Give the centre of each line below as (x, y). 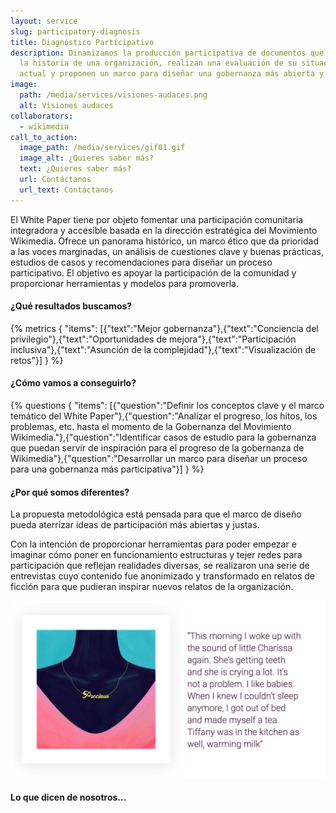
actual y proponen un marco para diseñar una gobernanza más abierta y (172, 74)
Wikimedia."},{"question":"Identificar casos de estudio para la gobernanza (163, 437)
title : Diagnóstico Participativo (82, 42)
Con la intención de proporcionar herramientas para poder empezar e (153, 544)
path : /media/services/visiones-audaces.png (113, 95)
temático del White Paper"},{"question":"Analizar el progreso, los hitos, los (164, 416)
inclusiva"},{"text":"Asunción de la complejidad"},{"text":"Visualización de (163, 349)
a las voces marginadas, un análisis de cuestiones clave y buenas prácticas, (167, 251)
